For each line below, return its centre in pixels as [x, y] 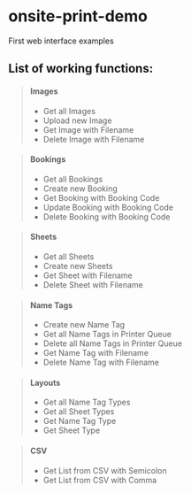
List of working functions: [81, 69]
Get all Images [69, 111]
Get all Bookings [73, 179]
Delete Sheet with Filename [93, 284]
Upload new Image [77, 120]
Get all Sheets [69, 256]
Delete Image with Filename [94, 139]
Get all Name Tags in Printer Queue [107, 335]
